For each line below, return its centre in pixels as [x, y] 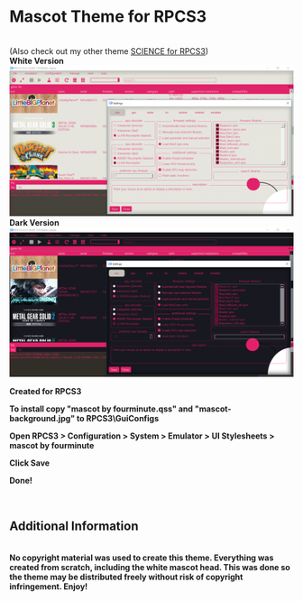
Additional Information [74, 527]
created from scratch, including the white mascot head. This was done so [150, 567]
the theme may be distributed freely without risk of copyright [126, 577]
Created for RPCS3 [46, 391]
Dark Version [35, 222]
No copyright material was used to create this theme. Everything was [142, 558]
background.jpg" [42, 418]
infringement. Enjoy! [49, 586]
